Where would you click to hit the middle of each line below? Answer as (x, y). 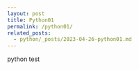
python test (24, 59)
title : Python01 (31, 20)
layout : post (26, 14)
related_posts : (29, 33)
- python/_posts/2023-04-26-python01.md (73, 40)
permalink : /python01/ (40, 26)
